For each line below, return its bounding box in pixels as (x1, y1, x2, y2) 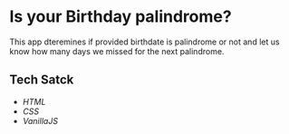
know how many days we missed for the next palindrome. (9, 45, 225, 56)
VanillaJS (22, 115, 59, 126)
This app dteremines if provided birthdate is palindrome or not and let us (9, 36, 280, 47)
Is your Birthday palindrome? (9, 6, 233, 27)
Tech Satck (9, 72, 74, 88)
